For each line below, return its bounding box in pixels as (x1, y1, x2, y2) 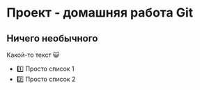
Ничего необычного (6, 33, 98, 44)
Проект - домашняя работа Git (6, 5, 193, 21)
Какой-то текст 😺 (6, 51, 60, 59)
